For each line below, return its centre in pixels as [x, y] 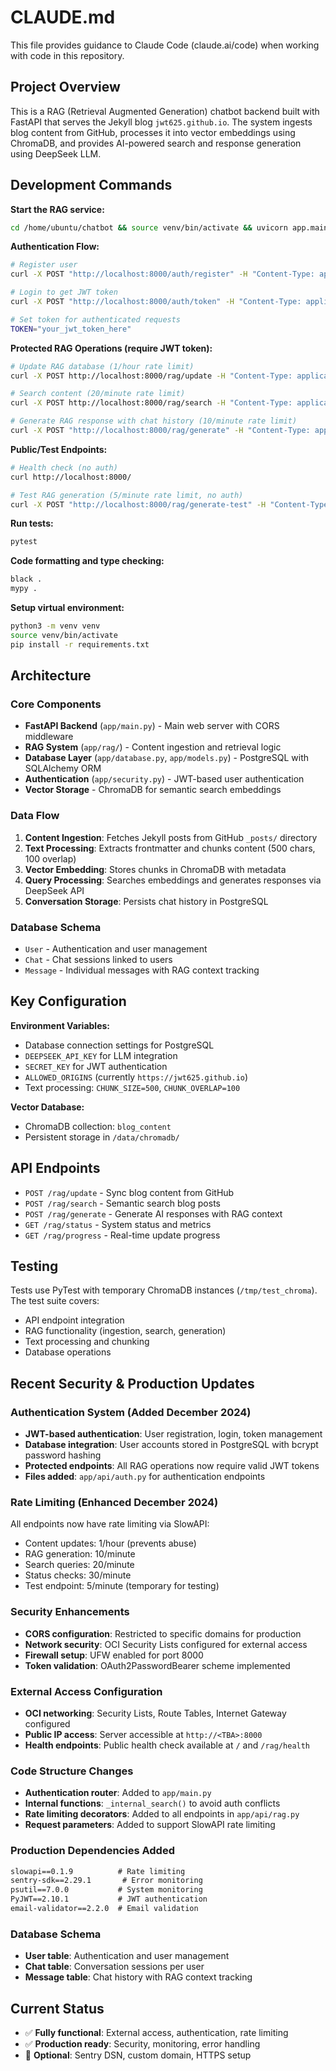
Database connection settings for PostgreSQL [119, 1045]
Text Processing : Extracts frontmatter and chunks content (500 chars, [170, 848]
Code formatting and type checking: [87, 561]
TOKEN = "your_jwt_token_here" [71, 329]
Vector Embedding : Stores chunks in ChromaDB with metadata [155, 869]
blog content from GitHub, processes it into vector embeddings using [153, 132]
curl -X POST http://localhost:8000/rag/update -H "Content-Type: [151, 376]
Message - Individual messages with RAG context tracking [142, 970]
